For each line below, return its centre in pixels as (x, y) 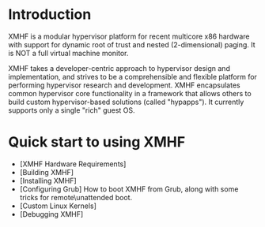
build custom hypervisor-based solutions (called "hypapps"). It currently (126, 102)
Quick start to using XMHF (97, 142)
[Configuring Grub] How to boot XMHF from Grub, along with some (129, 189)
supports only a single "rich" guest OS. (72, 110)
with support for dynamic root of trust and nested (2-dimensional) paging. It (132, 44)
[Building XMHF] (46, 172)
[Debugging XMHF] (51, 214)
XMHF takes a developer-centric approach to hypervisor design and (119, 68)
